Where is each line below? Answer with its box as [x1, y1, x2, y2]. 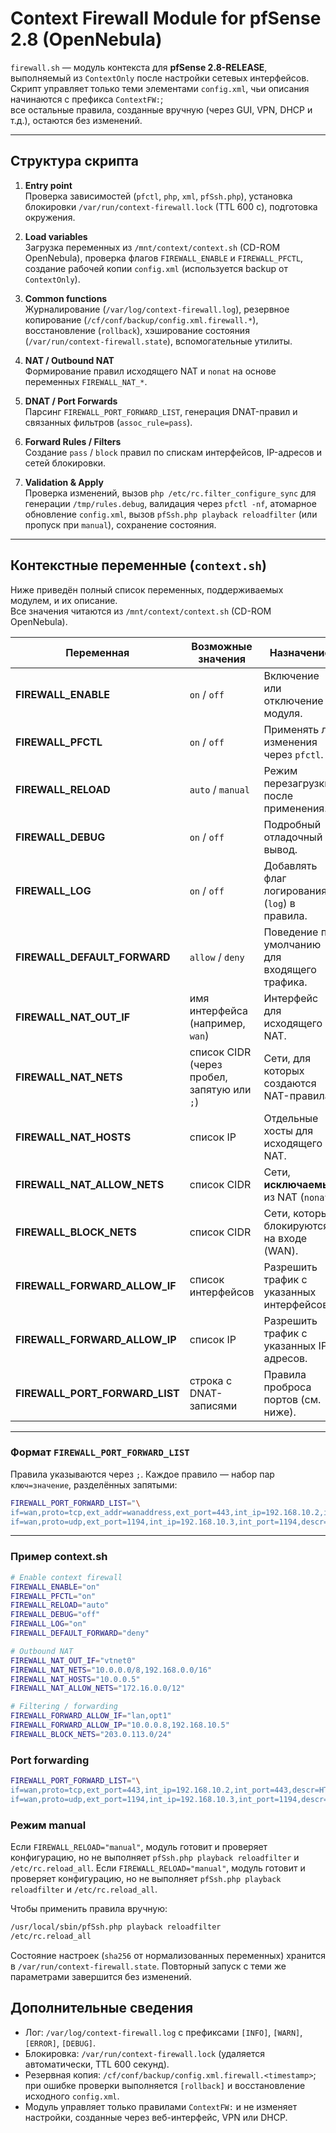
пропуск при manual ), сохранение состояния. [24, 518, 217, 531]
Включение [263, 668, 320, 682]
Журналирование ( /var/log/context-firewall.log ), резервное [24, 303, 290, 315]
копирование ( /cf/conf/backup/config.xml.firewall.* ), [24, 313, 259, 326]
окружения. [24, 211, 76, 223]
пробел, [189, 1070, 228, 1084]
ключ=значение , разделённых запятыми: [10, 1478, 178, 1491]
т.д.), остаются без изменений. [10, 114, 143, 126]
